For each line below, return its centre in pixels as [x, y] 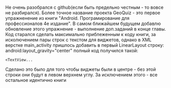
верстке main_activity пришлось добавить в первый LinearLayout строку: [85, 45]
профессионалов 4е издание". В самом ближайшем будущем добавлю [83, 23]
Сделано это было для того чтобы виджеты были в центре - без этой [81, 69]
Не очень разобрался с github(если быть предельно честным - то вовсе [84, 7]
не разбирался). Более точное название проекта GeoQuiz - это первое [83, 13]
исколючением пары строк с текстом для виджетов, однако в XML [79, 40]
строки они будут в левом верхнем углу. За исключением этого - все [81, 75]
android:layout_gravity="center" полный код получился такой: [72, 51]
